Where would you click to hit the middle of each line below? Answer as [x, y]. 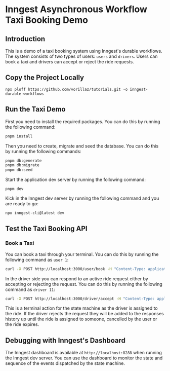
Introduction [25, 39]
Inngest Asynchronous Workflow [76, 9]
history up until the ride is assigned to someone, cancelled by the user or [81, 319]
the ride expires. [22, 324]
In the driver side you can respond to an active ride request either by [77, 279]
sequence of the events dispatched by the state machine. [65, 363]
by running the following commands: [44, 151]
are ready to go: [22, 204]
